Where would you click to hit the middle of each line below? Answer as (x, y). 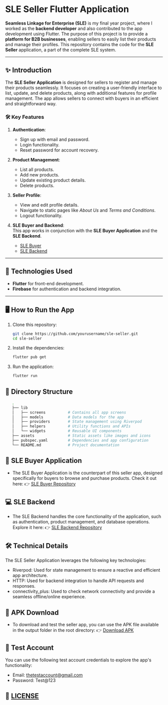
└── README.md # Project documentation (66, 445)
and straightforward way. (31, 103)
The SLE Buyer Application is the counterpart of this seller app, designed (87, 473)
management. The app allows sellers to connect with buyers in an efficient (82, 98)
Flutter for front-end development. (48, 283)
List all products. (37, 169)
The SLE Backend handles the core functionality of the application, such (87, 516)
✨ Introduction (28, 70)
